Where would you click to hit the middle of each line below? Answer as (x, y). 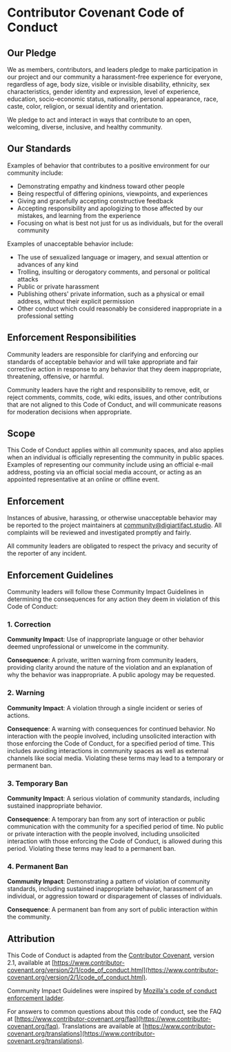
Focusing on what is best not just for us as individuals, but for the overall (120, 223)
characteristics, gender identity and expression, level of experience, (104, 92)
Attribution (31, 939)
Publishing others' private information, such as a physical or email (111, 294)
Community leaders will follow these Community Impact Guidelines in (106, 592)
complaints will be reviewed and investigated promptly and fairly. (99, 533)
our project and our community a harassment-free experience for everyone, (115, 77)
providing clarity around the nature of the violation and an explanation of (110, 667)
